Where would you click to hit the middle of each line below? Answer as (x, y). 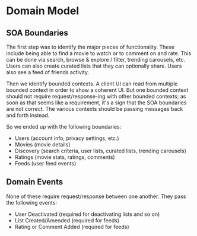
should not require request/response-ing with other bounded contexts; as (96, 96)
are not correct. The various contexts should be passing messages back (95, 109)
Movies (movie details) (42, 144)
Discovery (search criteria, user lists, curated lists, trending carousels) (101, 151)
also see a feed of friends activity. (48, 72)
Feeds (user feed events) (45, 163)
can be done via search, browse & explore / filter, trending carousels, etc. (96, 60)
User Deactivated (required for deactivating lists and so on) (87, 214)
